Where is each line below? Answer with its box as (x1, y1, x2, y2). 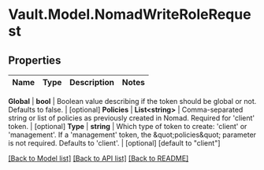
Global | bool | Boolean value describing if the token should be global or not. (8, 97, 257, 105)
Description (69, 77, 114, 87)
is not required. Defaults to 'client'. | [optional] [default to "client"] (8, 139, 221, 147)
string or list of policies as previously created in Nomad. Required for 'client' (8, 113, 255, 123)
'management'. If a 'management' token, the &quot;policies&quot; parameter (8, 130, 257, 139)
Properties (8, 54, 61, 67)
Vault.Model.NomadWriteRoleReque (8, 6, 251, 24)
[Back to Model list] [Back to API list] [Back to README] (8, 153, 189, 163)
